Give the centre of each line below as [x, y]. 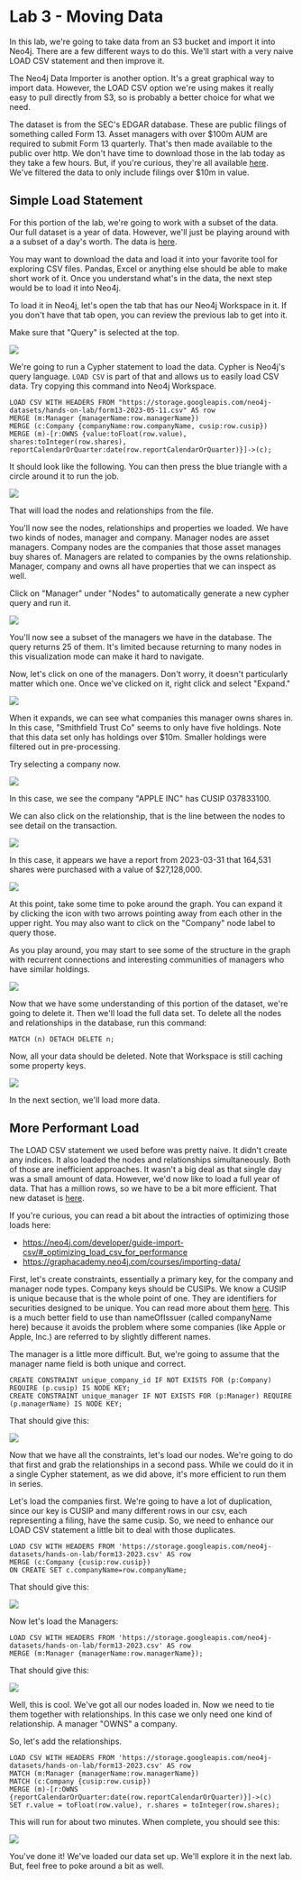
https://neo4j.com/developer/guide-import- [103, 1243]
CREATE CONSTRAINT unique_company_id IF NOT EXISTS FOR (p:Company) [141, 1380]
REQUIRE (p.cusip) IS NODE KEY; [70, 1388]
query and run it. [40, 602]
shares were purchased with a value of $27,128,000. [106, 869]
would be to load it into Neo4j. [65, 288]
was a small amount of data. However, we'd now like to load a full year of [145, 1178]
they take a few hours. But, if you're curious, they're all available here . [139, 162]
